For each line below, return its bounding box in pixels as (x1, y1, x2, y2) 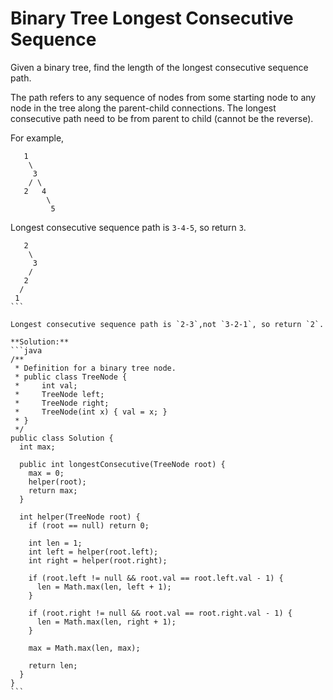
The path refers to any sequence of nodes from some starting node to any (10, 91, 317, 103)
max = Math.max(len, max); (28, 643, 141, 653)
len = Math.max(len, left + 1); (36, 582, 172, 592)
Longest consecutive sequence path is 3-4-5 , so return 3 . (10, 221, 247, 233)
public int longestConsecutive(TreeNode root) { (19, 459, 226, 469)
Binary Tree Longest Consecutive (10, 7, 294, 30)
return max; (28, 485, 78, 496)
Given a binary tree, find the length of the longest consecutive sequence (10, 61, 309, 73)
